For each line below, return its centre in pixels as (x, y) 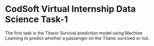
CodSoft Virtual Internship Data (70, 9)
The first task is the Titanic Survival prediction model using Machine (74, 33)
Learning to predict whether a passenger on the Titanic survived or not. (77, 38)
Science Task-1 (37, 19)
